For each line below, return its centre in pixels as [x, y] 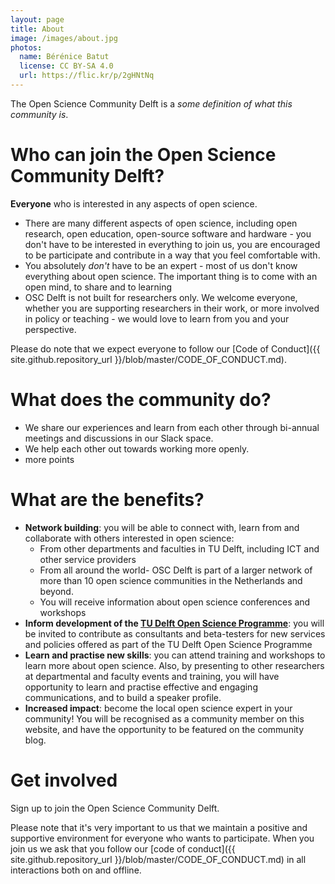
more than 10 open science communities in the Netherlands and [171, 580]
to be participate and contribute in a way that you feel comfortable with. [172, 255]
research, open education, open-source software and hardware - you [168, 233]
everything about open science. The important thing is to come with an [171, 276]
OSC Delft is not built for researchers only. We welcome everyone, [161, 297]
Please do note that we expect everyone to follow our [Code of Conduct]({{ [165, 348]
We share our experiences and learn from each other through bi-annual [172, 427]
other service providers [88, 559]
